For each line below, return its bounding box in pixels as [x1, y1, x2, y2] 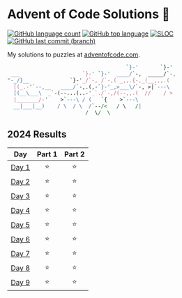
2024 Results [7, 128, 67, 140]
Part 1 [36, 149, 58, 159]
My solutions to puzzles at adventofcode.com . [7, 50, 141, 59]
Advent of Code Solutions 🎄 [7, 6, 170, 22]
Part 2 [63, 149, 85, 159]
